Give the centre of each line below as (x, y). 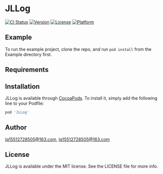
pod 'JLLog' (17, 112)
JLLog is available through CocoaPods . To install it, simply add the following (81, 98)
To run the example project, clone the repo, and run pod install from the (78, 49)
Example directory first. (28, 54)
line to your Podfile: (25, 103)
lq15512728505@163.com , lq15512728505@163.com (57, 139)
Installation (22, 86)
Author (16, 128)
